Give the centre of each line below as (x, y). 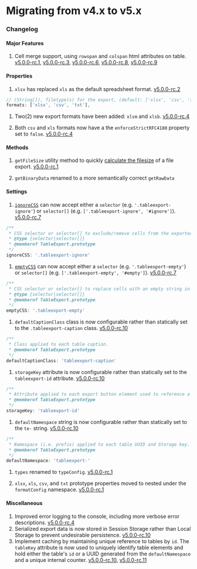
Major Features (25, 43)
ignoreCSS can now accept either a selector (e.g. (74, 204)
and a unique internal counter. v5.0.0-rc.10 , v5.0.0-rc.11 (81, 560)
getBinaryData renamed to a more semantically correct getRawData (94, 178)
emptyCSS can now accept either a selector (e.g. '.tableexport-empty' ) (100, 266)
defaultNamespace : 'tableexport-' (48, 461)
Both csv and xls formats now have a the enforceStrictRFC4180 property (102, 128)
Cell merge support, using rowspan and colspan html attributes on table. (100, 56)
